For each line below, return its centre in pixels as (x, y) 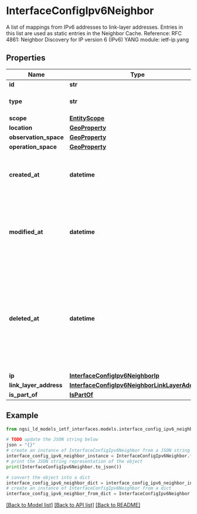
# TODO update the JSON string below (52, 439)
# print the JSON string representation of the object (74, 461)
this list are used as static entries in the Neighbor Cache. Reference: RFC (94, 33)
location (21, 127)
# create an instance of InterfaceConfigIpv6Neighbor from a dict (89, 488)
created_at (24, 174)
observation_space (36, 137)
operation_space (33, 147)
